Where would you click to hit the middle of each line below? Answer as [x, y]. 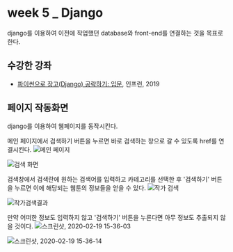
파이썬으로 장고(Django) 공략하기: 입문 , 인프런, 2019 [88, 84]
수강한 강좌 [30, 66]
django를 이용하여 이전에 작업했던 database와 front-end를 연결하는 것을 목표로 [115, 33]
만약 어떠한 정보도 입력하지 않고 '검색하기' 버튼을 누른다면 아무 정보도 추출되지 [113, 217]
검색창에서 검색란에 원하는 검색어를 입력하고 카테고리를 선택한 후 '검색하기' [109, 179]
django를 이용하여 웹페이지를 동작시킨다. [63, 126]
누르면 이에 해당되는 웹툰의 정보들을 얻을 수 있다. [80, 188]
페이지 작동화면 [38, 108]
